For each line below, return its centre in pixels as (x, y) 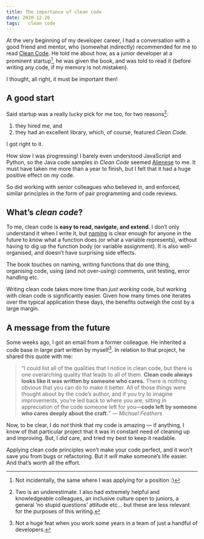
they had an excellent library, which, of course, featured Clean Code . (101, 132)
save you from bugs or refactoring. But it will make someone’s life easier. (97, 456)
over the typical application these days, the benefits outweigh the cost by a (100, 302)
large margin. (23, 309)
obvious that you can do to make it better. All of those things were (104, 387)
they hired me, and (39, 126)
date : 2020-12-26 (28, 18)
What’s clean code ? (45, 212)
